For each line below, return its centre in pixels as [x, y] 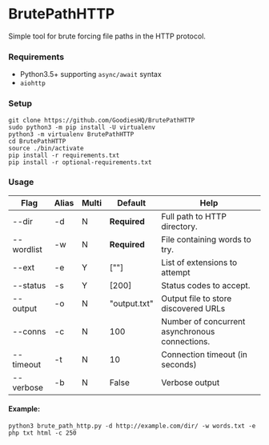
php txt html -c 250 [43, 433]
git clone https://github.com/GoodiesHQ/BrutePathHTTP [102, 120]
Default [132, 202]
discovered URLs [193, 308]
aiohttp [32, 84]
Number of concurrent [203, 321]
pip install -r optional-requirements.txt [80, 162]
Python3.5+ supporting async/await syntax [90, 74]
